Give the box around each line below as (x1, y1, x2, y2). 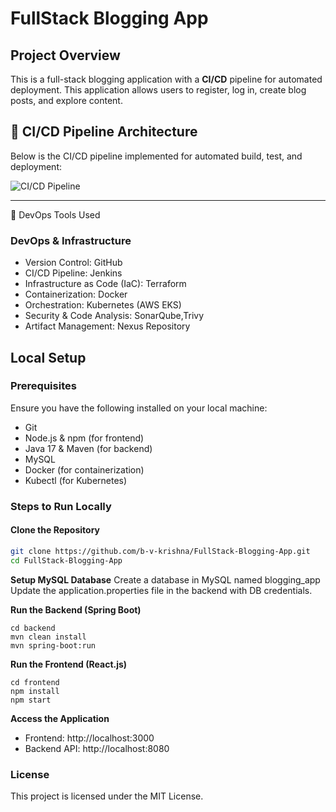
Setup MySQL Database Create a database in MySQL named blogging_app (10, 573, 321, 586)
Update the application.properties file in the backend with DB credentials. (10, 584, 313, 596)
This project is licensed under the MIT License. (10, 790, 204, 802)
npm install (10, 686, 60, 696)
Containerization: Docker (24, 288, 128, 301)
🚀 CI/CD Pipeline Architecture (10, 123, 198, 141)
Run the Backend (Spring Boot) (10, 603, 142, 616)
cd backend (10, 623, 56, 633)
